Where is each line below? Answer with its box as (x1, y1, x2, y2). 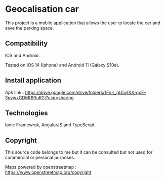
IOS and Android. (5, 52, 40, 58)
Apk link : (5, 89, 24, 95)
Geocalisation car (5, 3, 79, 15)
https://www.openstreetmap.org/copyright (5, 169, 91, 176)
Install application (5, 76, 62, 85)
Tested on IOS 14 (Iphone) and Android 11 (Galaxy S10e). (5, 62, 120, 68)
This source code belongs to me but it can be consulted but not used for (5, 149, 153, 155)
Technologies (5, 108, 48, 117)
